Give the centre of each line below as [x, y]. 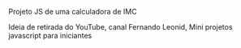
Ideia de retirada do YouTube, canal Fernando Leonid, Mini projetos [120, 27]
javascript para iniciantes [50, 36]
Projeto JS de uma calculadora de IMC [73, 12]
